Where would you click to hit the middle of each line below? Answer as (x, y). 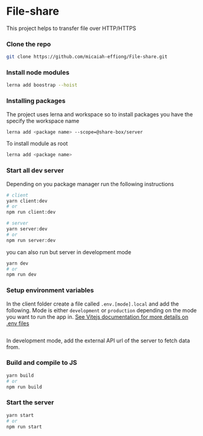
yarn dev (17, 263)
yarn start (20, 415)
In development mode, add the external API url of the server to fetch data (98, 340)
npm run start (24, 427)
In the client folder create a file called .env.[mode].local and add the (93, 304)
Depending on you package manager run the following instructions (90, 184)
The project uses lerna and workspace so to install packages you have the (100, 114)
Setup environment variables (50, 290)
